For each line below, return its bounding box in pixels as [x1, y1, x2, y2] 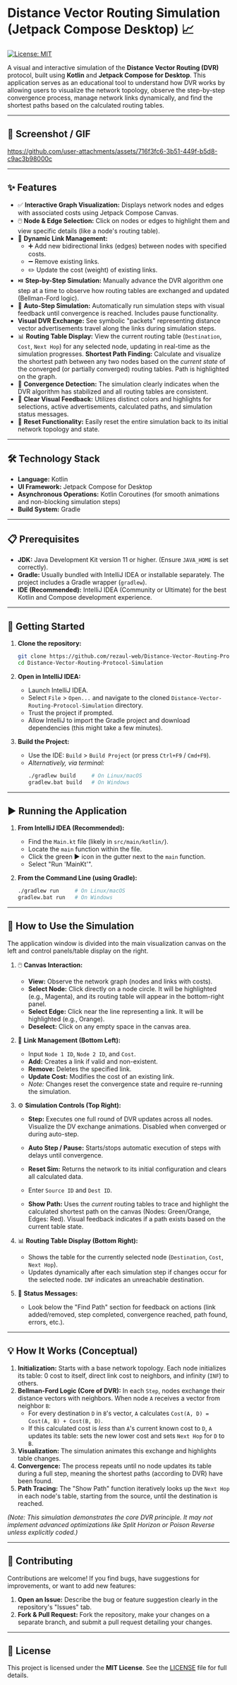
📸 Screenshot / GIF [7, 128, 91, 140]
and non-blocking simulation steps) [17, 498, 121, 506]
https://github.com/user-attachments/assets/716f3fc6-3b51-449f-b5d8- [7, 147, 218, 155]
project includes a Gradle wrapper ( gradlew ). [17, 578, 147, 587]
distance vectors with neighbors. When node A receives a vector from [17, 1393, 221, 1403]
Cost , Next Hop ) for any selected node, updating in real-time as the [17, 342, 210, 350]
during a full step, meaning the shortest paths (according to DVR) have [17, 1469, 224, 1478]
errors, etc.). [28, 1318, 65, 1326]
